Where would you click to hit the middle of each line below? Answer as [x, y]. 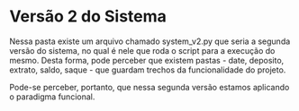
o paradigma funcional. [52, 97]
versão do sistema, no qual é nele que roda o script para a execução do [142, 50]
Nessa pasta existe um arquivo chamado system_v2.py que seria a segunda [150, 41]
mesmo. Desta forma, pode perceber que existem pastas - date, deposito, [147, 60]
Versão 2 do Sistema [88, 17]
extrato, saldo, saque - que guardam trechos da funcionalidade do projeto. [148, 70]
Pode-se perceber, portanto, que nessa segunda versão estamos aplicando [149, 87]
